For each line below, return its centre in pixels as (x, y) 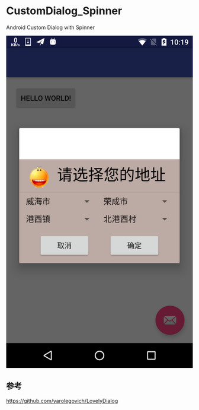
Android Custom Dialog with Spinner (50, 27)
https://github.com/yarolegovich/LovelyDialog (62, 401)
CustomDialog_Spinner (64, 11)
